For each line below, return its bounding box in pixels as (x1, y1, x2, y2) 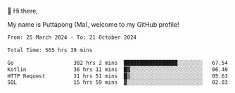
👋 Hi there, (7, 7, 39, 15)
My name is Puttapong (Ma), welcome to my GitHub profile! (7, 20, 179, 28)
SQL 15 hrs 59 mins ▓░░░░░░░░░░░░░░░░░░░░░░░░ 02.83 (7, 79, 229, 86)
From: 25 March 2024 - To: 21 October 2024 (7, 34, 137, 41)
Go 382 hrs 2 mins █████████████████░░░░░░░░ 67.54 (7, 59, 229, 66)
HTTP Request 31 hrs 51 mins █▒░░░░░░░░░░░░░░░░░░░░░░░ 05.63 (7, 73, 229, 80)
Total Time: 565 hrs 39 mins (7, 46, 93, 54)
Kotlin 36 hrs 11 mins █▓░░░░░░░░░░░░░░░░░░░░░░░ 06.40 (7, 66, 229, 73)
